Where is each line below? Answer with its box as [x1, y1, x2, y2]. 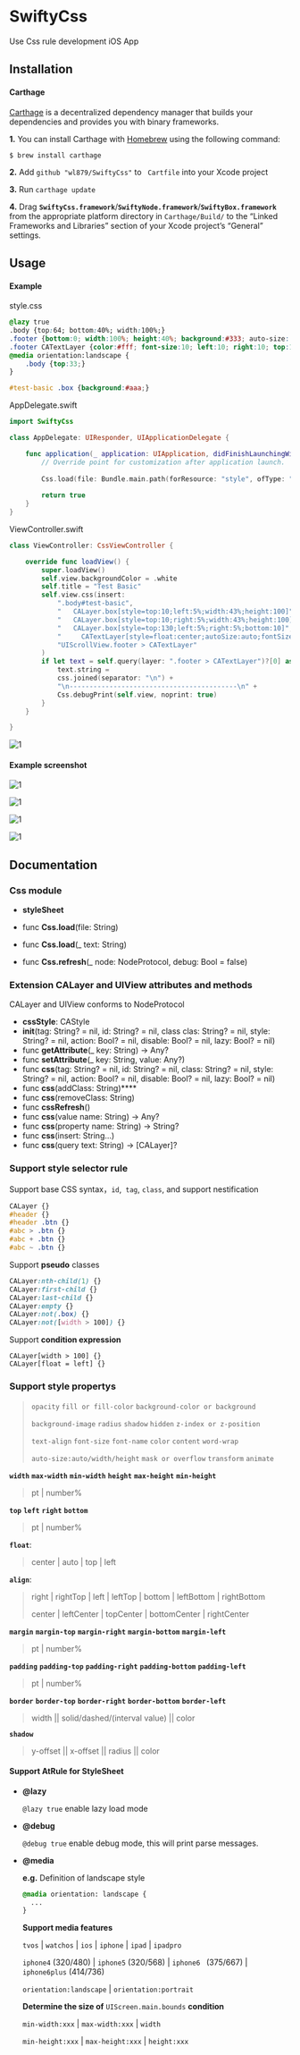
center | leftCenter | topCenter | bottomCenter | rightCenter [30, 1608, 250, 1619]
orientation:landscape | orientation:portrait [21, 1983, 194, 1995]
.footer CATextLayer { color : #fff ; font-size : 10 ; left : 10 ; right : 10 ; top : [9, 342, 290, 351]
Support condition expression [9, 1334, 121, 1345]
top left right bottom [9, 1506, 88, 1515]
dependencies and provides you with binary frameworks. [9, 116, 220, 127]
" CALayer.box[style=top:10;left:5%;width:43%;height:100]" [56, 607, 294, 616]
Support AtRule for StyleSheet [9, 1766, 124, 1777]
